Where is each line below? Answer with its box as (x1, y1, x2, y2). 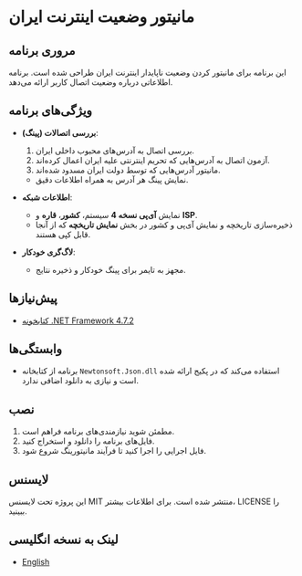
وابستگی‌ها (8, 341, 63, 357)
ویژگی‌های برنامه (8, 103, 93, 119)
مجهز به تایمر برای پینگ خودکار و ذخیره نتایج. (35, 264, 186, 275)
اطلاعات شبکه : (21, 192, 73, 203)
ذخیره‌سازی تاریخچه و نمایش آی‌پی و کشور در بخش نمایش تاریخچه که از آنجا (35, 219, 293, 230)
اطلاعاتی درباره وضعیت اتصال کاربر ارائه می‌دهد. (8, 77, 173, 88)
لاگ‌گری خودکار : (21, 246, 76, 257)
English (21, 556, 50, 567)
